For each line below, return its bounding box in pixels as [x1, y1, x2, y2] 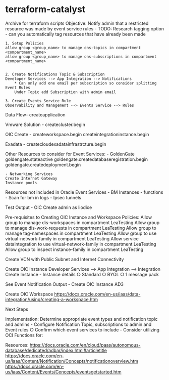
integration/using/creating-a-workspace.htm [5, 296, 98, 302]
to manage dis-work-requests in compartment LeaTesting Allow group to [5, 225, 156, 231]
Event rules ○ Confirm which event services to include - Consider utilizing [5, 326, 160, 332]
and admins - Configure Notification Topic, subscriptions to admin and [5, 321, 152, 327]
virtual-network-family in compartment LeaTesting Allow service [5, 235, 139, 241]
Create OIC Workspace [5, 291, 53, 297]
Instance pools [5, 180, 37, 185]
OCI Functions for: [5, 332, 43, 338]
